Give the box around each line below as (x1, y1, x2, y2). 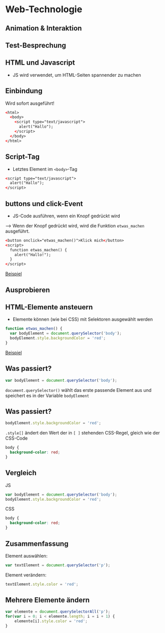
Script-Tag (5, 153, 40, 161)
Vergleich (5, 469, 37, 477)
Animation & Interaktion (5, 24, 82, 33)
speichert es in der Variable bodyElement (5, 392, 90, 398)
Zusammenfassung (5, 539, 69, 548)
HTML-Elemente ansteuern (5, 303, 93, 311)
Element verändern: (5, 571, 47, 578)
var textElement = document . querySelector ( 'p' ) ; (5, 562, 111, 568)
